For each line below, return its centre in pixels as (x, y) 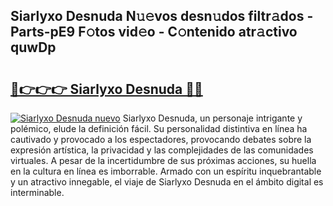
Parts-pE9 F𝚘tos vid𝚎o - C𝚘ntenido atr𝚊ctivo (154, 32)
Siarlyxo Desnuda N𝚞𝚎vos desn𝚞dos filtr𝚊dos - (162, 16)
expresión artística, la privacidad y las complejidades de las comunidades (162, 150)
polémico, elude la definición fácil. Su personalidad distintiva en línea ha (159, 128)
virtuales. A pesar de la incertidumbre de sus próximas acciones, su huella (163, 160)
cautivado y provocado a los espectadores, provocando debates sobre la (161, 139)
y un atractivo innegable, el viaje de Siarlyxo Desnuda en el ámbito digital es (167, 182)
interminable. (37, 192)
